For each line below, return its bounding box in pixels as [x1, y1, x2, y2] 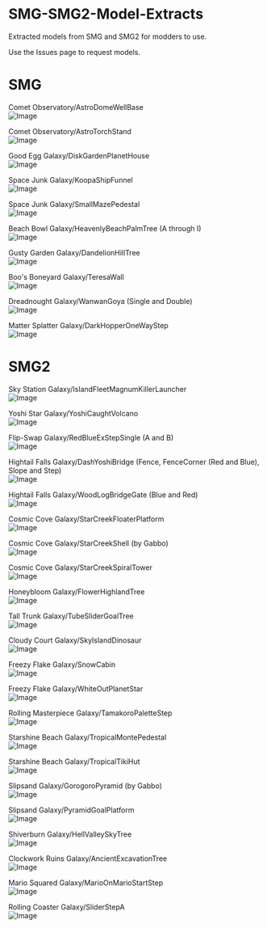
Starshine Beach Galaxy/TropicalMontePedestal [8, 732, 167, 742]
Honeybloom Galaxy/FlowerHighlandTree [8, 587, 145, 597]
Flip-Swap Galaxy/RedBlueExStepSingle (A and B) [8, 432, 174, 442]
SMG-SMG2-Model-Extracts [8, 5, 204, 23]
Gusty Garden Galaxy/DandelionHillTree [8, 247, 140, 257]
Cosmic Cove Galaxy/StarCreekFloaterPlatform [8, 514, 165, 524]
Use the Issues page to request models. [8, 47, 141, 57]
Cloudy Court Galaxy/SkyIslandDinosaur [8, 635, 142, 645]
